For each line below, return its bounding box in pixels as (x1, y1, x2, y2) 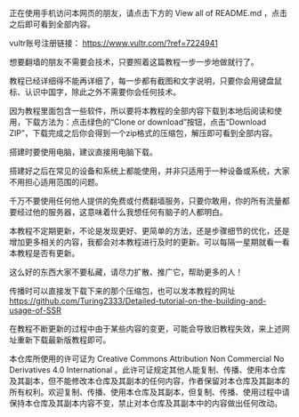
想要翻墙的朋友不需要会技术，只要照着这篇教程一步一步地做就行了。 (9, 57, 259, 67)
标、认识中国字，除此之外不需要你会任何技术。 (9, 87, 181, 97)
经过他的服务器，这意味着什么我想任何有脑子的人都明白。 (16, 207, 228, 217)
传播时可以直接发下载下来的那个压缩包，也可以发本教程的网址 (9, 285, 236, 296)
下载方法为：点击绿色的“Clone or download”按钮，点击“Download (24, 116, 267, 127)
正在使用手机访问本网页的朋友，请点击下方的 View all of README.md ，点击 (9, 8, 287, 18)
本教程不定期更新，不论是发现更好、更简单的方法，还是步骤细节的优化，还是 (9, 226, 290, 236)
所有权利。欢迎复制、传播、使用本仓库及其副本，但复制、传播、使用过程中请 (9, 387, 290, 397)
